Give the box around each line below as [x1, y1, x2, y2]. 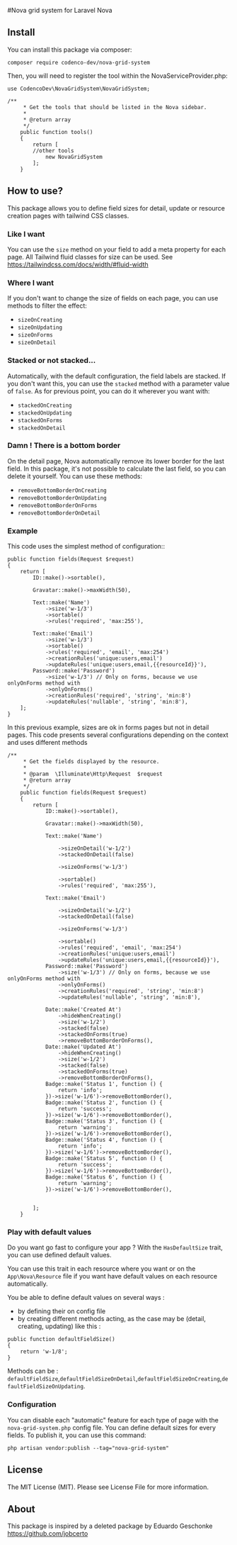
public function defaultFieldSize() [7, 1336, 115, 1343]
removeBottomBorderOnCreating [17, 487, 108, 494]
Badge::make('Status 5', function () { [45, 1155, 163, 1162]
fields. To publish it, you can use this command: [7, 1431, 146, 1439]
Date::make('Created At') [45, 1006, 122, 1013]
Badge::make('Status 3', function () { [45, 1118, 163, 1125]
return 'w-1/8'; [20, 1348, 69, 1356]
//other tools [33, 147, 74, 154]
